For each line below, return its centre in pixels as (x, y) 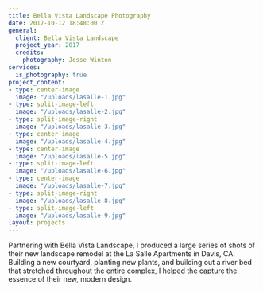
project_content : (37, 82)
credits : (30, 53)
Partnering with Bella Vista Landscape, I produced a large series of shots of (132, 245)
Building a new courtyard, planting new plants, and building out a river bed (130, 263)
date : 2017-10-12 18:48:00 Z (56, 23)
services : (25, 68)
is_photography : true (51, 75)
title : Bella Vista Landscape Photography (79, 16)
